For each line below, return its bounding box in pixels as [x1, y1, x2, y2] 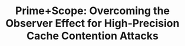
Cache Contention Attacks [27, 29, 158, 42]
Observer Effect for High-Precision [5, 17, 180, 30]
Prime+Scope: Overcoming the [15, 4, 170, 18]
